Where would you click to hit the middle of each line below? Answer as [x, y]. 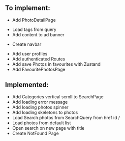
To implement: [28, 8]
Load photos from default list [42, 123]
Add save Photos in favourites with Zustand [56, 64]
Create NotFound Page [35, 133]
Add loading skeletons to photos [45, 112]
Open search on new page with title [48, 128]
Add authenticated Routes [39, 59]
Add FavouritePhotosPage [39, 69]
